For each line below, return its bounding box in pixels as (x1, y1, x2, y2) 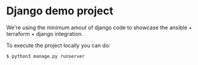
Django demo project (6, 4, 113, 18)
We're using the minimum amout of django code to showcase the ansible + (6, 24, 193, 31)
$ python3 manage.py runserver (6, 53, 85, 59)
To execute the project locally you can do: (6, 42, 110, 49)
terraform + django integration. (6, 30, 83, 37)
